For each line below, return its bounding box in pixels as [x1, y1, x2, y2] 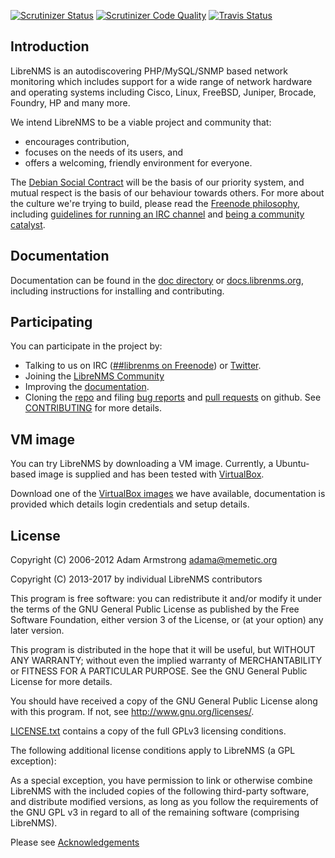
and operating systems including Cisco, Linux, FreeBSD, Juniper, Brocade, [10, 86, 317, 98]
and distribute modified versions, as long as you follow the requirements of [10, 796, 319, 808]
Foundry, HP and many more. [10, 96, 131, 109]
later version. [10, 625, 65, 637]
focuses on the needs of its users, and [24, 146, 184, 158]
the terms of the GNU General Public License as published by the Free [10, 603, 300, 615]
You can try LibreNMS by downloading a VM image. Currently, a [10, 458, 274, 470]
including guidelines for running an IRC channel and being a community [10, 208, 305, 220]
